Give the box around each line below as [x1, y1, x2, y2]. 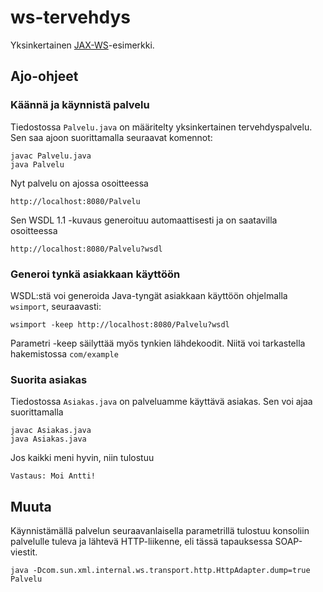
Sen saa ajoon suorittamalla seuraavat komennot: [10, 131, 213, 143]
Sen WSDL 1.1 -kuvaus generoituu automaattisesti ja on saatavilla [10, 214, 278, 226]
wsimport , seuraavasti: [10, 300, 102, 312]
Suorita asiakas [10, 372, 88, 386]
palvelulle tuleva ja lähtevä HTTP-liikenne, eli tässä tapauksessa [10, 536, 273, 548]
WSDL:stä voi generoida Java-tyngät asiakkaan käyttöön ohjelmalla [10, 289, 288, 301]
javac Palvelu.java [10, 151, 92, 161]
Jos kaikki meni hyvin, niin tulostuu [10, 452, 155, 464]
